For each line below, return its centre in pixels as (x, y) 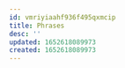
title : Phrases (37, 26)
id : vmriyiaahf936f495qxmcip (62, 17)
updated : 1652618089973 (53, 42)
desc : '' (25, 34)
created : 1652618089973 (53, 50)
